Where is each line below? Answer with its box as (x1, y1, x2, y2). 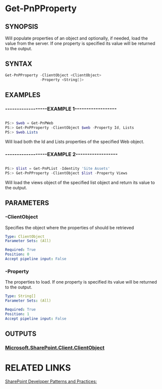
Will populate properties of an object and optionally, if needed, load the (5, 35, 148, 41)
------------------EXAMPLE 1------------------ (5, 105, 117, 112)
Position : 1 (5, 311, 29, 316)
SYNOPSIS (5, 22, 39, 31)
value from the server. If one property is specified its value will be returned (5, 41, 155, 46)
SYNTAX (5, 60, 33, 68)
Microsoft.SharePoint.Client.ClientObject (5, 344, 105, 351)
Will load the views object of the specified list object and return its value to (5, 179, 155, 185)
